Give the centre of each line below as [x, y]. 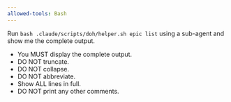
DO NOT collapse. [43, 69]
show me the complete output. [51, 41]
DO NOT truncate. [43, 61]
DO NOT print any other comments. [68, 91]
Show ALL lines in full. [49, 83]
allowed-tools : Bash [37, 14]
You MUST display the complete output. [75, 54]
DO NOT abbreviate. [46, 76]
